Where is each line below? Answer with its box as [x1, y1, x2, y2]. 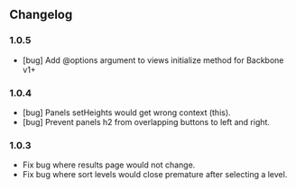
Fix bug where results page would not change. [22, 159, 196, 170]
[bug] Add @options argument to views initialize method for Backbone [22, 54, 284, 66]
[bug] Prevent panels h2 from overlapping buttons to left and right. [22, 116, 271, 127]
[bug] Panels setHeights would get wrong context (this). [22, 107, 232, 118]
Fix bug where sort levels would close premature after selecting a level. [22, 169, 288, 180]
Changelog [9, 7, 73, 22]
